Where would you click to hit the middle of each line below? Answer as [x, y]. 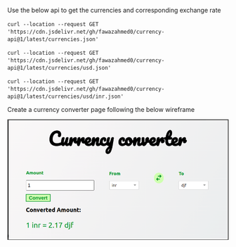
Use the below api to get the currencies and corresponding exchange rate [114, 10]
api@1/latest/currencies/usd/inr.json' [66, 96]
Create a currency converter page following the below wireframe [101, 109]
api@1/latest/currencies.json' [53, 39]
